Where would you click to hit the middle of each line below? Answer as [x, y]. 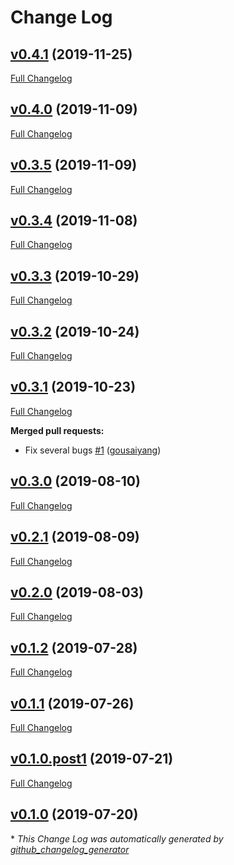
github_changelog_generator [70, 849]
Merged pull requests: [57, 430]
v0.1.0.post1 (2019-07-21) [92, 759]
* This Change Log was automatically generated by [117, 838]
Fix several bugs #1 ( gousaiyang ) [93, 450]
